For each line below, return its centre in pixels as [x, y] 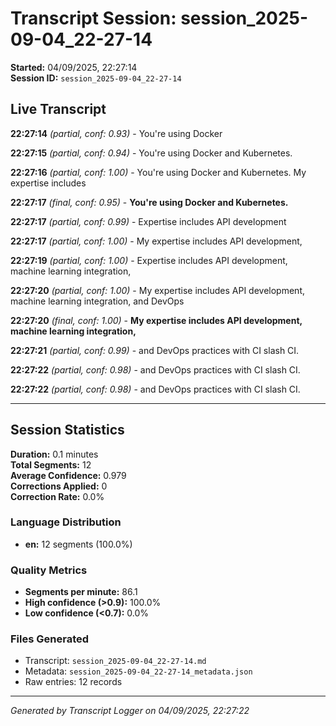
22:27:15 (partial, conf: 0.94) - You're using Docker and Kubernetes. [151, 153]
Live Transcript [58, 109]
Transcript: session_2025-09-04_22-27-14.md [115, 661]
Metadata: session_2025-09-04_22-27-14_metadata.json [138, 671]
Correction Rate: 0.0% [57, 496]
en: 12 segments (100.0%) [78, 544]
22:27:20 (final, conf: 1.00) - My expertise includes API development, [156, 320]
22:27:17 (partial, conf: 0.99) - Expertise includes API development [148, 221]
